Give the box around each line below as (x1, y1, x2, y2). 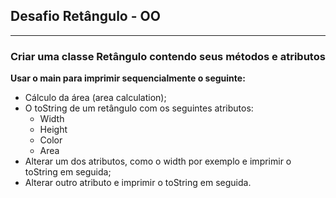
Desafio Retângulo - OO (10, 8, 161, 25)
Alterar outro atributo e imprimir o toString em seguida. (24, 177, 252, 189)
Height (39, 124, 68, 136)
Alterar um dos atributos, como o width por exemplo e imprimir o (24, 155, 292, 168)
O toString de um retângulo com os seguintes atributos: (24, 102, 254, 114)
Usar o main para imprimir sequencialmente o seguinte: (10, 72, 246, 84)
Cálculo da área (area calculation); (24, 92, 167, 104)
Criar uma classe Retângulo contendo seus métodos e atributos (10, 49, 326, 63)
